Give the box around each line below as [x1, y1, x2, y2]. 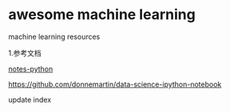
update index [8, 95, 52, 104]
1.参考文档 [8, 48, 42, 57]
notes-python [8, 64, 54, 73]
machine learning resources [8, 32, 101, 41]
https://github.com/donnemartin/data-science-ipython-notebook [8, 79, 222, 89]
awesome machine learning [8, 6, 196, 24]
